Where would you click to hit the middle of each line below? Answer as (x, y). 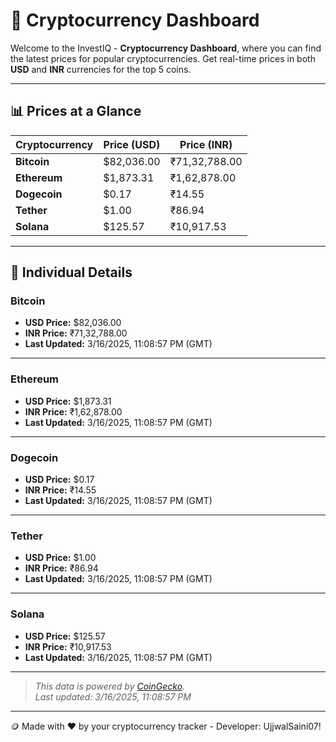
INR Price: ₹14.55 (60, 490)
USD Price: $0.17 (59, 480)
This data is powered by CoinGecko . (110, 686)
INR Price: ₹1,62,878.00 (73, 411)
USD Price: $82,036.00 (73, 323)
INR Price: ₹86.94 (61, 568)
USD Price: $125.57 (65, 636)
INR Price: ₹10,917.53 (68, 646)
